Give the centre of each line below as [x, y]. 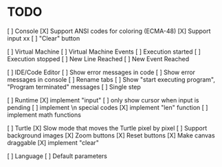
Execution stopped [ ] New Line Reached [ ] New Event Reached [98, 58]
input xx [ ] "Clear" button [44, 38]
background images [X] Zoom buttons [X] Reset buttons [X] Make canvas [111, 135]
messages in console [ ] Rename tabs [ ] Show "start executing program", [111, 79]
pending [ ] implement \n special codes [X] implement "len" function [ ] [108, 107]
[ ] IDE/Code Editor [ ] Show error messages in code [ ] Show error [101, 72]
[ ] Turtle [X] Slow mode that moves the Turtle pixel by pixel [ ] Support [107, 128]
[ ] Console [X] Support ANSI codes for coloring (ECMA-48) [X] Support [109, 31]
